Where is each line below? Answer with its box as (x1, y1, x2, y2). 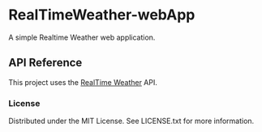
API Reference (8, 56, 83, 70)
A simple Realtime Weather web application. (8, 32, 156, 42)
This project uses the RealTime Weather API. (8, 77, 158, 87)
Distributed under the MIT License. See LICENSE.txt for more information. (8, 116, 255, 126)
